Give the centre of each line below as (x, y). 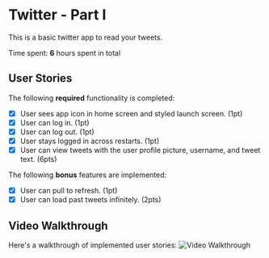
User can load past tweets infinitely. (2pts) (90, 200)
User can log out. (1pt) (57, 132)
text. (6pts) (38, 159)
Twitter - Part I (57, 15)
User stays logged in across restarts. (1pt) (90, 141)
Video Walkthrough (58, 225)
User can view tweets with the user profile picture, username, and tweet (140, 150)
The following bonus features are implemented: (88, 175)
